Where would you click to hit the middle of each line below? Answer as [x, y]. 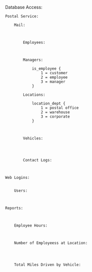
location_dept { [48, 104]
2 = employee [54, 77]
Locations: [34, 95]
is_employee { [46, 69]
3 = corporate [55, 117]
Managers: [33, 60]
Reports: [14, 208]
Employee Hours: [31, 226]
